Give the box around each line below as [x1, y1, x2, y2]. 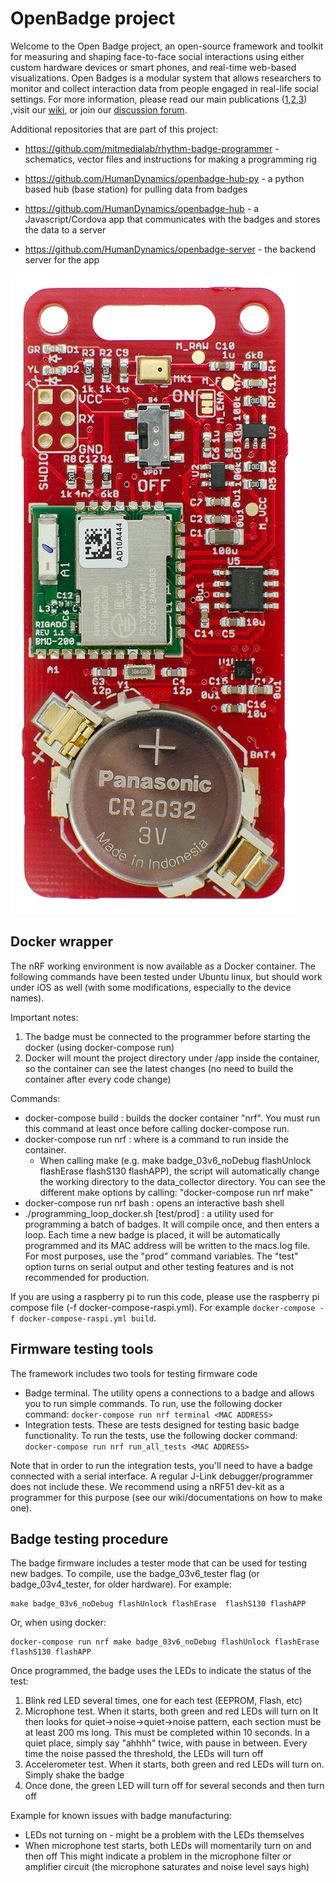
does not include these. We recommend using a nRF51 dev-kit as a [10, 1480, 285, 1492]
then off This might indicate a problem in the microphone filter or [24, 1850, 292, 1862]
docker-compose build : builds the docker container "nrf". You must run [24, 1112, 321, 1124]
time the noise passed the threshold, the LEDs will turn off [24, 1748, 264, 1760]
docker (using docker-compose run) [24, 1041, 175, 1053]
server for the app [24, 253, 100, 266]
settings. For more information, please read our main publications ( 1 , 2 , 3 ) [10, 93, 308, 105]
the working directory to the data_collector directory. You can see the [39, 1175, 326, 1187]
